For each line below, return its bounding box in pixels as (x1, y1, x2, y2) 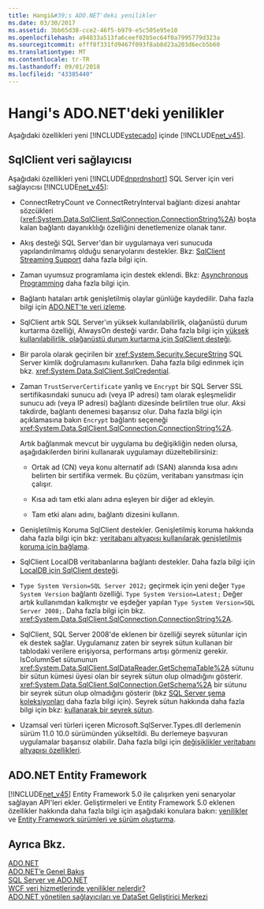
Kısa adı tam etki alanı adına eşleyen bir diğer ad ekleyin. (31, 495, 215, 504)
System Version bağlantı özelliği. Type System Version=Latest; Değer (19, 589, 244, 599)
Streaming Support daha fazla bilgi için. (19, 255, 148, 264)
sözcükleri (19, 206, 54, 215)
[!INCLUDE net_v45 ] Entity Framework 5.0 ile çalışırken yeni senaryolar (8, 790, 236, 799)
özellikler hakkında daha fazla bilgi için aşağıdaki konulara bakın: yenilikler (8, 806, 248, 816)
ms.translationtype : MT (8, 48, 87, 56)
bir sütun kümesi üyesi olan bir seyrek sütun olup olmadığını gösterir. (19, 671, 243, 681)
